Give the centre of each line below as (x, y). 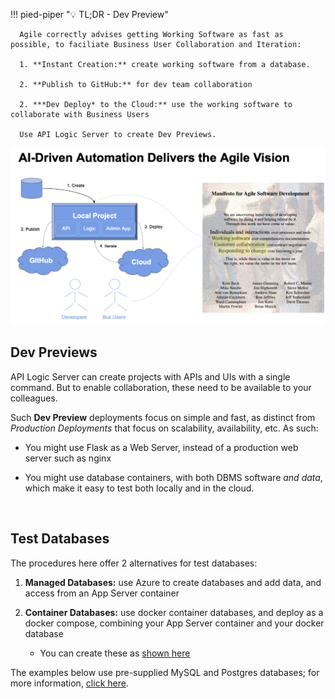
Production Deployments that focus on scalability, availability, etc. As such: (164, 428)
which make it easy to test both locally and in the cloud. (139, 488)
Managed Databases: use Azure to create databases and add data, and (173, 582)
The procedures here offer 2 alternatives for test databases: (134, 563)
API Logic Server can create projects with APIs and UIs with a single (150, 376)
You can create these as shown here (115, 653)
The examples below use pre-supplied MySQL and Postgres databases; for (165, 672)
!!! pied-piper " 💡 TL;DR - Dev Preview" (89, 14)
